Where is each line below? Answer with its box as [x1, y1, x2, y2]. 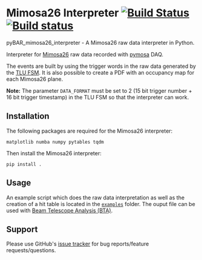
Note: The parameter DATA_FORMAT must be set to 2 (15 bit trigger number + [6, 87, 192, 94]
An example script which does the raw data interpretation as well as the [6, 194, 185, 201]
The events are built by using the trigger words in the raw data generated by [6, 62, 197, 70]
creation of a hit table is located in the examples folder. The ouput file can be [6, 200, 195, 207]
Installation [6, 111, 50, 121]
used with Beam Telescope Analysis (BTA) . [6, 207, 113, 214]
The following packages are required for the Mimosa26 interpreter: [6, 127, 173, 135]
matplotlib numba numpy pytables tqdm [6, 139, 104, 145]
